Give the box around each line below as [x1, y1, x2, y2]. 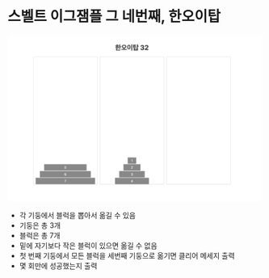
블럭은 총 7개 [19, 231, 61, 241]
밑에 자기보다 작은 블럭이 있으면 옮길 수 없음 [19, 241, 158, 251]
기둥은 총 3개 [19, 221, 61, 230]
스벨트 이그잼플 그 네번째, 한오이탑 [7, 7, 221, 26]
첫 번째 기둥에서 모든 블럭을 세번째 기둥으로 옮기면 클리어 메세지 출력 [19, 251, 235, 261]
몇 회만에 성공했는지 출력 [19, 261, 98, 271]
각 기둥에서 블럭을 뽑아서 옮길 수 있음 [19, 211, 137, 221]
